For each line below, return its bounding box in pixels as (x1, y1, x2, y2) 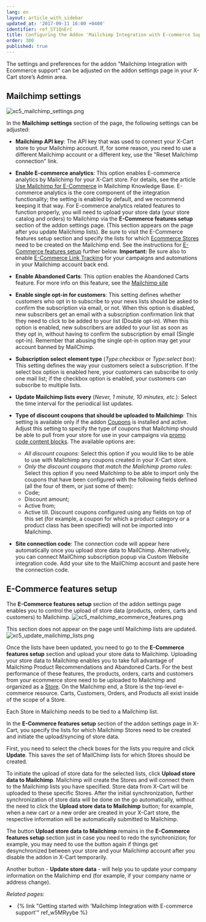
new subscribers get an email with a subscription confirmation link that (15, 310, 194, 318)
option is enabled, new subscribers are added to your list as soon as (15, 323, 188, 331)
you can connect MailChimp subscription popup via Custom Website (15, 553, 189, 560)
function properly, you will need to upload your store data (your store (15, 208, 190, 216)
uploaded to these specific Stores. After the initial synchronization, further (6, 789, 194, 797)
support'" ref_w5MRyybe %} (15, 908, 88, 916)
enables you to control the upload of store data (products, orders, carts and (6, 607, 197, 614)
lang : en (6, 9, 29, 15)
